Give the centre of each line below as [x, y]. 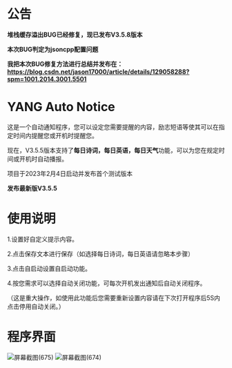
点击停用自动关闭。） [36, 306]
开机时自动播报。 [43, 159]
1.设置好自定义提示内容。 [42, 239]
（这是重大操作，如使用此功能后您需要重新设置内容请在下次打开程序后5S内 [114, 298]
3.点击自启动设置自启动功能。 [49, 268]
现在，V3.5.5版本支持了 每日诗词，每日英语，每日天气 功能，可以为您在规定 [113, 150]
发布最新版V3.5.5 [32, 188]
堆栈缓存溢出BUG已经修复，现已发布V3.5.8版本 [75, 35]
